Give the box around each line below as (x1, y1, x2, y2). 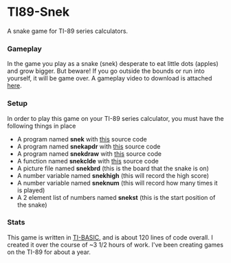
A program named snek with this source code (16, 135, 147, 143)
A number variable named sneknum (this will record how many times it (16, 179, 218, 187)
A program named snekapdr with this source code (16, 142, 161, 150)
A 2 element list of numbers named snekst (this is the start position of (16, 193, 216, 201)
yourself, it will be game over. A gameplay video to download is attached (7, 74, 212, 82)
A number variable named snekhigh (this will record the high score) (16, 171, 210, 179)
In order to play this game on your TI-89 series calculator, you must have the (7, 114, 224, 122)
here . (7, 82, 22, 90)
